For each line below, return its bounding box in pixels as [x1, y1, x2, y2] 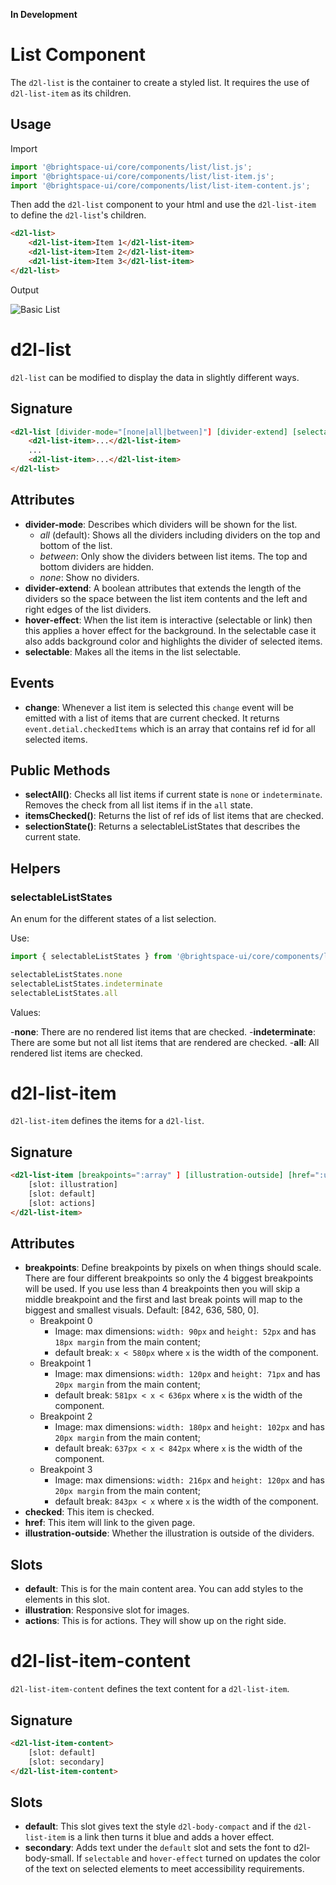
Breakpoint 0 [39, 1315, 93, 1327]
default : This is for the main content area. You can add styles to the [24, 1583, 304, 1595]
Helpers [10, 860, 61, 877]
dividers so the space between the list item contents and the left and [24, 592, 308, 604]
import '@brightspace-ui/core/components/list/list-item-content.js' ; [10, 180, 311, 191]
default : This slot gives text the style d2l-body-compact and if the [24, 1820, 292, 1833]
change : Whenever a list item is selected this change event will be [24, 701, 294, 713]
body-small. [24, 1852, 75, 1864]
